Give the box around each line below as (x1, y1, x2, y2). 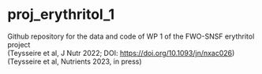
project (7, 39, 31, 49)
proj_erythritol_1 (7, 6, 115, 24)
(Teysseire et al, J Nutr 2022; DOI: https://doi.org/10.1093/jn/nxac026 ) (7, 48, 235, 57)
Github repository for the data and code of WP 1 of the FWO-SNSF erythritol (7, 31, 255, 41)
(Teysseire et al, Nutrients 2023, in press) (7, 57, 143, 66)
